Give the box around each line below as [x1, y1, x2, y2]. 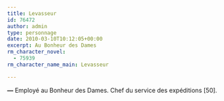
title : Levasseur [7, 10, 57, 17]
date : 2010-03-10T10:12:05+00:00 [7, 36, 103, 43]
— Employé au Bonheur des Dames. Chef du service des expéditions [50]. [7, 86, 218, 94]
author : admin [7, 23, 48, 30]
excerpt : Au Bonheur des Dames [7, 42, 97, 49]
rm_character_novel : [7, 49, 67, 56]
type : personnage [7, 29, 57, 36]
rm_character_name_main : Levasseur [7, 61, 109, 68]
